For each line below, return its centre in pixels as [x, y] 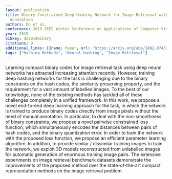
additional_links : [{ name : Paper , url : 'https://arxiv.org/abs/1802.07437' [88, 48]
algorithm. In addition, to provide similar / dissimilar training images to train [84, 143]
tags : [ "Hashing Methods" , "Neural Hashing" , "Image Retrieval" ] [76, 53]
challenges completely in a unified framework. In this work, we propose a [82, 100]
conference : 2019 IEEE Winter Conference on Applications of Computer [82, 29]
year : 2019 [17, 34]
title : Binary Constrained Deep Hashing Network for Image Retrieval [81, 15]
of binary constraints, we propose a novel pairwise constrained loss [77, 122]
